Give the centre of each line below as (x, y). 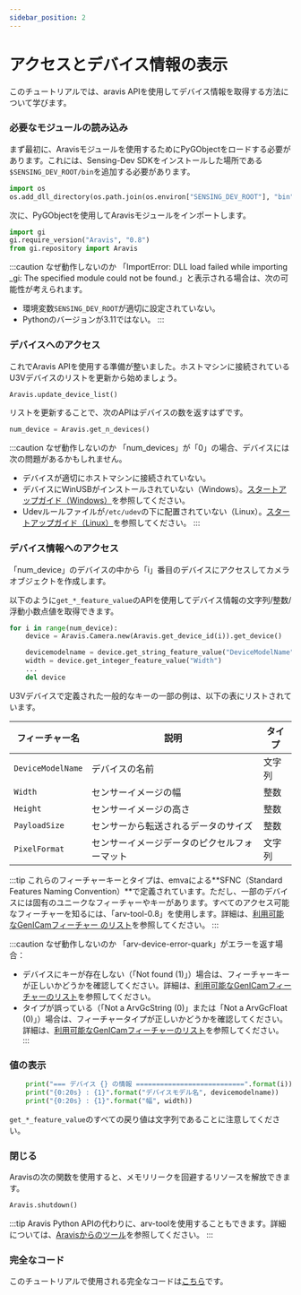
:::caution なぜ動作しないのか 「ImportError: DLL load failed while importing (149, 267)
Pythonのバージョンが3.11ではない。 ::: (93, 320)
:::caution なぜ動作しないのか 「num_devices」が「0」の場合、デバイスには (149, 448)
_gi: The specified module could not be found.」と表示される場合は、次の (145, 278)
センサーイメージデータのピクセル (163, 842)
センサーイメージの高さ (141, 809)
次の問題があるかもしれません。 (68, 459)
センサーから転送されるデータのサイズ (172, 825)
